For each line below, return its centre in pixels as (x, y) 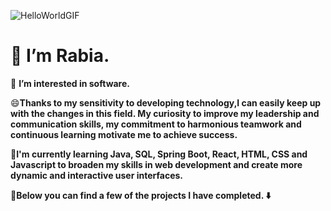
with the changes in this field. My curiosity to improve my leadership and (165, 113)
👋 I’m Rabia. (60, 56)
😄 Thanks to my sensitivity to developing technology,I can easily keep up (166, 102)
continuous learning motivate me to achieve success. (124, 134)
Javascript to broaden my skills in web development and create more (156, 164)
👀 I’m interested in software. (70, 83)
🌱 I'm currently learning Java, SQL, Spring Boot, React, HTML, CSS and (159, 154)
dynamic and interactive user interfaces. (97, 175)
